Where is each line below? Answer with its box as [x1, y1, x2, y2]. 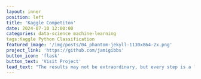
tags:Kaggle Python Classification [6, 36, 95, 42]
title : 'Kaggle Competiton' [6, 20, 77, 26]
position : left [6, 14, 44, 20]
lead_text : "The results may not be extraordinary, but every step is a [6, 64, 191, 70]
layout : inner [6, 8, 42, 15]
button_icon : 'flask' [6, 53, 60, 59]
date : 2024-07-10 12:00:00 [6, 25, 74, 31]
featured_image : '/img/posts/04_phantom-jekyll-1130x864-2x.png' [6, 42, 172, 48]
